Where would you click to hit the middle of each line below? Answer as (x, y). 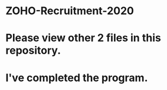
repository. (33, 51)
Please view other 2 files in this (83, 38)
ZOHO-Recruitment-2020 (70, 11)
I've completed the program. (77, 78)
